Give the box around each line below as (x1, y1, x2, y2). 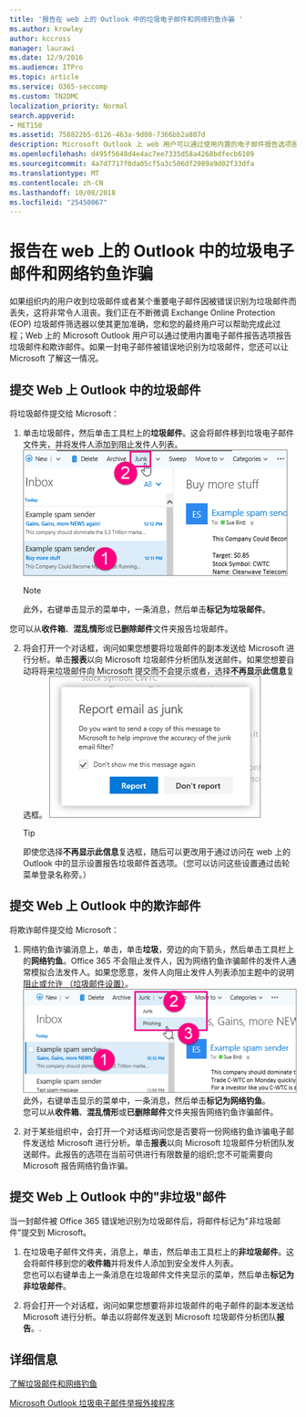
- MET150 (9, 121, 43, 130)
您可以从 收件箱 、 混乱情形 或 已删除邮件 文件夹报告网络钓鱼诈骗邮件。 (22, 1106, 279, 1118)
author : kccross (9, 34, 71, 43)
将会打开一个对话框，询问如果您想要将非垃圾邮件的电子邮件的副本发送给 (22, 1299, 294, 1310)
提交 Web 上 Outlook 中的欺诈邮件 (9, 898, 202, 914)
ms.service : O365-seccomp (9, 82, 107, 91)
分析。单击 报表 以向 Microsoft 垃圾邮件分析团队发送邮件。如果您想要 (30, 654, 287, 665)
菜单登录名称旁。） (22, 869, 91, 880)
